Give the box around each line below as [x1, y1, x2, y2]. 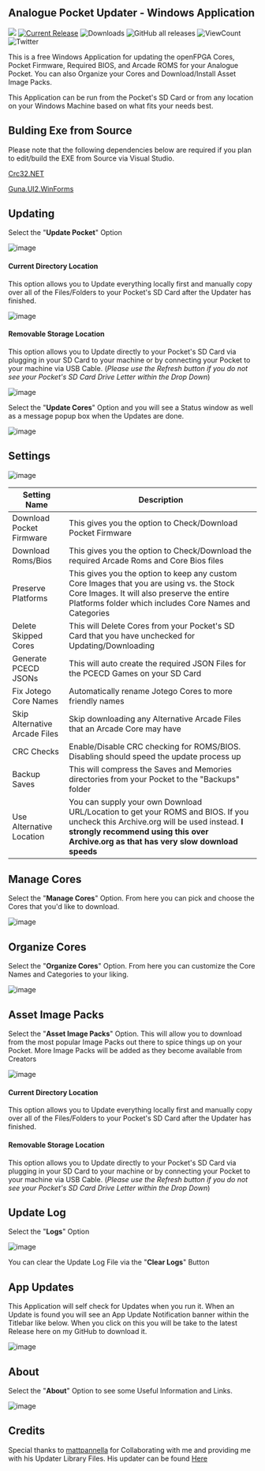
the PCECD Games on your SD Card [69, 668, 202, 679]
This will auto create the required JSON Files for [69, 658, 247, 669]
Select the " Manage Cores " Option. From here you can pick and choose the [8, 893, 255, 903]
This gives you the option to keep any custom [69, 567, 237, 578]
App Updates [8, 1280, 74, 1294]
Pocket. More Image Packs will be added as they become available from [8, 1046, 242, 1056]
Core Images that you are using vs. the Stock [69, 578, 235, 589]
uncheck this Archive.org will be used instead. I [69, 816, 244, 827]
